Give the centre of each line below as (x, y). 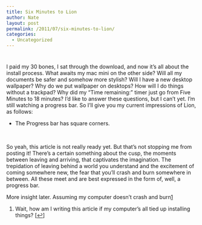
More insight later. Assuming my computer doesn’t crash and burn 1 (90, 197)
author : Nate (23, 18)
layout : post (23, 23)
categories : (21, 34)
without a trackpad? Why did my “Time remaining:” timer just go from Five (98, 93)
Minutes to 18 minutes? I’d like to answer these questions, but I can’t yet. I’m (101, 99)
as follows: (20, 112)
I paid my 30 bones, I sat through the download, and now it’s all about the (98, 67)
